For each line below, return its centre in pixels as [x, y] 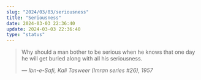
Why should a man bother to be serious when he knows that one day [108, 52]
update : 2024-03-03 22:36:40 [44, 29]
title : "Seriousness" [34, 18]
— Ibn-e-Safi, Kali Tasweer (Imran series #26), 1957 [87, 70]
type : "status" [26, 35]
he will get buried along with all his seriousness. [82, 59]
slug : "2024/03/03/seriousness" [47, 12]
